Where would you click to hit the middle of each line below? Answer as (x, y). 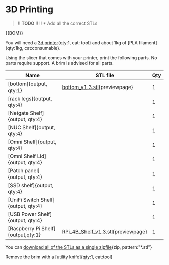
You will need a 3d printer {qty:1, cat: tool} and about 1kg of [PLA (72, 42)
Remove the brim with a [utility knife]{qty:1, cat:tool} (59, 257)
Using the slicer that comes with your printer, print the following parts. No (81, 58)
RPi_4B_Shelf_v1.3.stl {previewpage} (105, 231)
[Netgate (18, 113)
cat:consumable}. (43, 48)
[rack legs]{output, (30, 98)
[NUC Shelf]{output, (31, 127)
